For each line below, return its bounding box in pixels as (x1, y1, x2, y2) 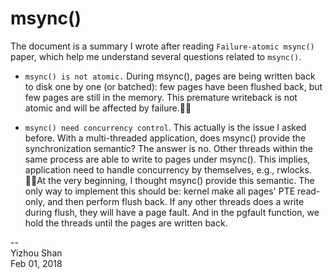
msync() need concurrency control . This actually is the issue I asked (24, 121, 307, 133)
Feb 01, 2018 (10, 257, 63, 269)
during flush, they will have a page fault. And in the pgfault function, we (24, 206, 320, 218)
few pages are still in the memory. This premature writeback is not (24, 91, 298, 103)
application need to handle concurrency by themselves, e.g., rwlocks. (24, 163, 312, 176)
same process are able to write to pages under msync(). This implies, (24, 153, 311, 165)
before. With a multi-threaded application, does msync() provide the (24, 132, 306, 144)
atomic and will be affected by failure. (24, 102, 180, 114)
